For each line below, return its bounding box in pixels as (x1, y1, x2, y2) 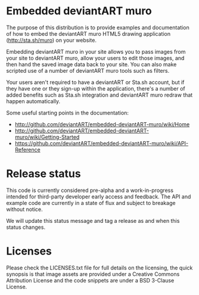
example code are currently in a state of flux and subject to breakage (6, 199, 176, 206)
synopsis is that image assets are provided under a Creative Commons (6, 270, 180, 278)
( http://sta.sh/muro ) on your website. (6, 36, 97, 44)
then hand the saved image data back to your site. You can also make (6, 61, 177, 68)
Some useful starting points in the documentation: (6, 109, 129, 116)
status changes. (6, 223, 46, 231)
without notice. (6, 206, 43, 213)
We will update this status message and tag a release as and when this (6, 217, 180, 224)
